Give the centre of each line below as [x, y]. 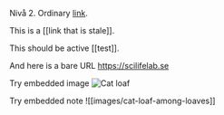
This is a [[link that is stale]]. [62, 30]
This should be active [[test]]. [64, 48]
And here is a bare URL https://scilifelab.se [89, 66]
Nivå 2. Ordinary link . [49, 13]
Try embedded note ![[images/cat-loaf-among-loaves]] [112, 101]
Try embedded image [49, 83]
